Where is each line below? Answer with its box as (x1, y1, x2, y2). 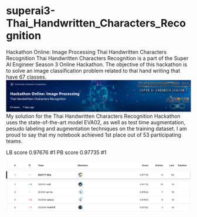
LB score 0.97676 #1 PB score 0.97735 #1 (6, 148, 107, 156)
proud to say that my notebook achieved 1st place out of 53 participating (6, 131, 182, 138)
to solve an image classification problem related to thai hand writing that (6, 67, 181, 74)
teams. (6, 137, 23, 144)
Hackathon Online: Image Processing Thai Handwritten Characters (6, 48, 167, 55)
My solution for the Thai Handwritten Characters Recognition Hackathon (6, 113, 181, 120)
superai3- (6, 4, 56, 18)
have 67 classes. (6, 73, 47, 80)
